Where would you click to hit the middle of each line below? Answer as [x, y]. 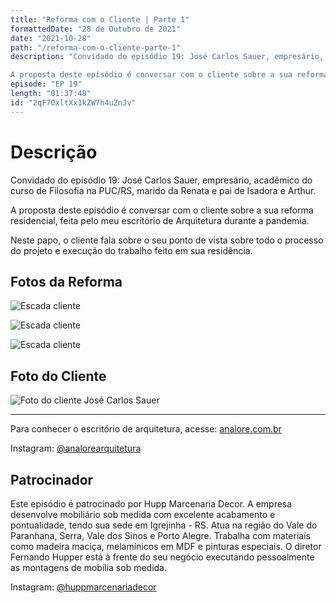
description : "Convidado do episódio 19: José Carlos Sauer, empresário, [167, 57]
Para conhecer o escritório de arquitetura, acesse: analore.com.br [146, 429]
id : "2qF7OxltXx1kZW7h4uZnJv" [73, 102]
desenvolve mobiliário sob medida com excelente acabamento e [143, 514]
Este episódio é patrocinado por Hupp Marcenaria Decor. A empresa [151, 504]
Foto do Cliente [58, 376]
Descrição [54, 152]
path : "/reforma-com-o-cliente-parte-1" [96, 47]
